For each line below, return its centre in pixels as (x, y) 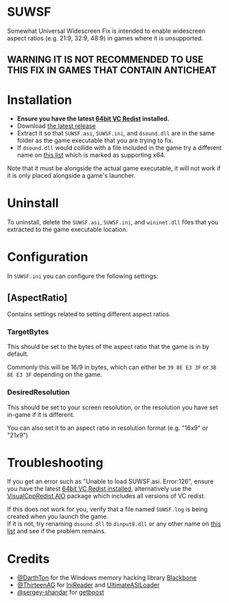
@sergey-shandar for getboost (60, 592)
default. (18, 354)
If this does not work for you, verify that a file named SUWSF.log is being (108, 509)
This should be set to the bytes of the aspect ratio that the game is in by (108, 347)
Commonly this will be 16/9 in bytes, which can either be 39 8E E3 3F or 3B (112, 368)
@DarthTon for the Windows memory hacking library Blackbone (107, 578)
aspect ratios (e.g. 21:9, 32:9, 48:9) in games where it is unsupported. (105, 38)
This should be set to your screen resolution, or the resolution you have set (113, 407)
